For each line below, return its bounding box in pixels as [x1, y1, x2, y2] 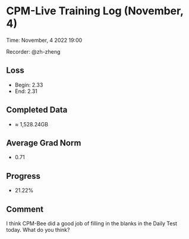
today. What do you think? [6, 226, 70, 233]
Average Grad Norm [6, 138, 81, 148]
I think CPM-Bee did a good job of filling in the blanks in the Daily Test [6, 220, 177, 227]
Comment [6, 204, 44, 214]
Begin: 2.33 [14, 81, 43, 88]
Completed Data [6, 105, 68, 115]
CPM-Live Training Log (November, [6, 4, 184, 18]
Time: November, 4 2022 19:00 [6, 36, 83, 44]
